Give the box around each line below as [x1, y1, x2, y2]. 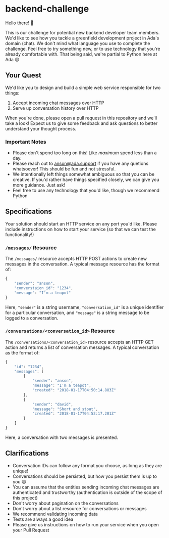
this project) [12, 495, 38, 501]
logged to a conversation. [5, 315, 59, 321]
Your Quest [5, 71, 41, 80]
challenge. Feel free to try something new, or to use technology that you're [5, 46, 160, 52]
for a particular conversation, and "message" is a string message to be [5, 309, 150, 316]
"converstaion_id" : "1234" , [14, 285, 73, 291]
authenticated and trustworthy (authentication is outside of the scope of [12, 489, 162, 496]
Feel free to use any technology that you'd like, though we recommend [12, 188, 160, 194]
